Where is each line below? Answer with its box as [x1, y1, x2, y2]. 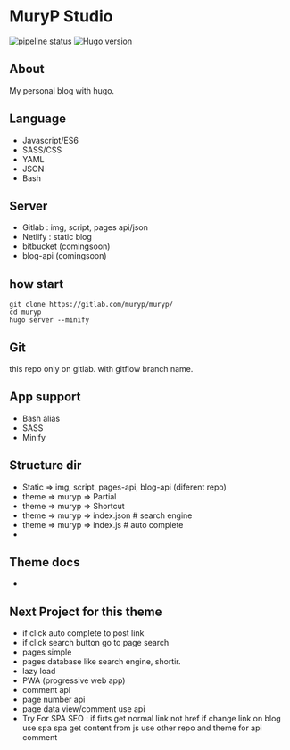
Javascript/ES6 [21, 135, 79, 145]
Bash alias [21, 413, 61, 424]
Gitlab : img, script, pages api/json [21, 222, 149, 233]
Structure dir [9, 457, 82, 474]
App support [9, 390, 81, 405]
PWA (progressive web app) [21, 675, 126, 686]
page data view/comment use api [21, 704, 145, 714]
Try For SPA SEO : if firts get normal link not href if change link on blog [21, 713, 281, 724]
